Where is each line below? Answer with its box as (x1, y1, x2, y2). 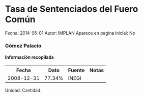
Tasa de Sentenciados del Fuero (5, 3, 139, 15)
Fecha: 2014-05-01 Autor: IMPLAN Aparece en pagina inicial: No (5, 30, 136, 36)
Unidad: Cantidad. (5, 87, 42, 94)
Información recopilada (5, 54, 54, 60)
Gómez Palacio (5, 42, 42, 49)
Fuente (68, 67, 85, 74)
